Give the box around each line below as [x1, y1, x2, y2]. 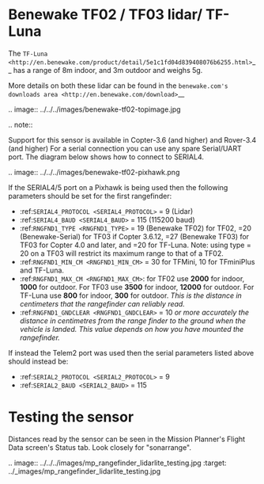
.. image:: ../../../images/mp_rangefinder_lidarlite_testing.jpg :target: [8, 458, 227, 467]
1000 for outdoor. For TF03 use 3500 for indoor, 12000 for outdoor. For [19, 282, 255, 292]
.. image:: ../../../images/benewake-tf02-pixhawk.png [8, 167, 180, 177]
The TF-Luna [8, 48, 48, 58]
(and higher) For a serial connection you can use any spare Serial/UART [8, 143, 243, 153]
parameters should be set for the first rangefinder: [8, 191, 172, 200]
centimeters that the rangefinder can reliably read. [19, 299, 186, 308]
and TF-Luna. [19, 265, 65, 275]
